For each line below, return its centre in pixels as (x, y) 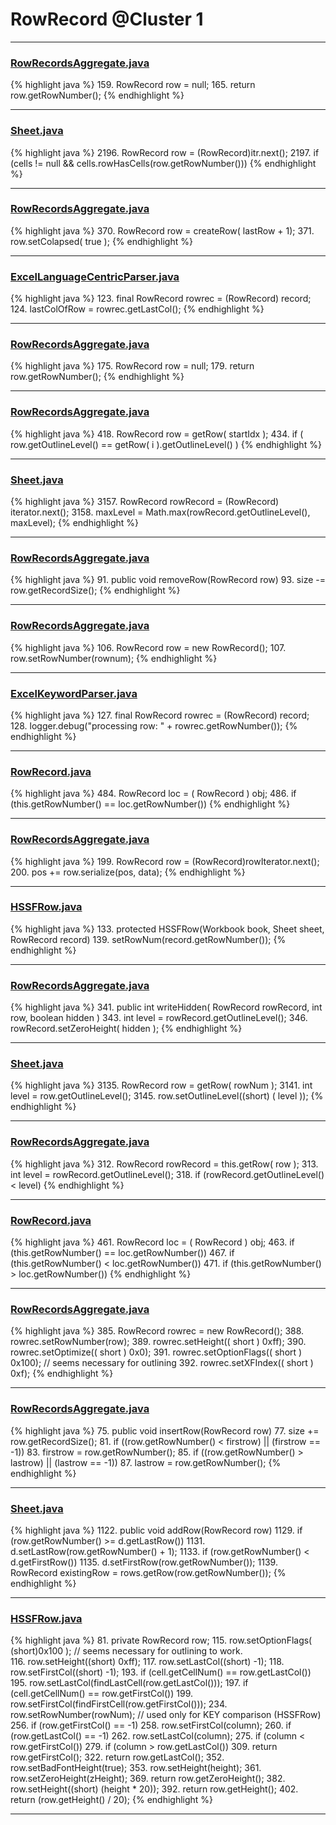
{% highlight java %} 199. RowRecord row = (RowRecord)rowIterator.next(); (165, 861)
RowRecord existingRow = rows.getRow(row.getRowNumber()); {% (148, 1572)
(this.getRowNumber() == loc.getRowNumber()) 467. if (122, 1252)
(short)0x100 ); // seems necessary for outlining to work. (126, 1651)
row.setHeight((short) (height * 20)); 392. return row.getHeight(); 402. (154, 1789)
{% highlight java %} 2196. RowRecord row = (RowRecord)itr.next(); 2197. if (165, 152)
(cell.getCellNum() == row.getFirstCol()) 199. (101, 1694)
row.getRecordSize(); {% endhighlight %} (95, 590)
